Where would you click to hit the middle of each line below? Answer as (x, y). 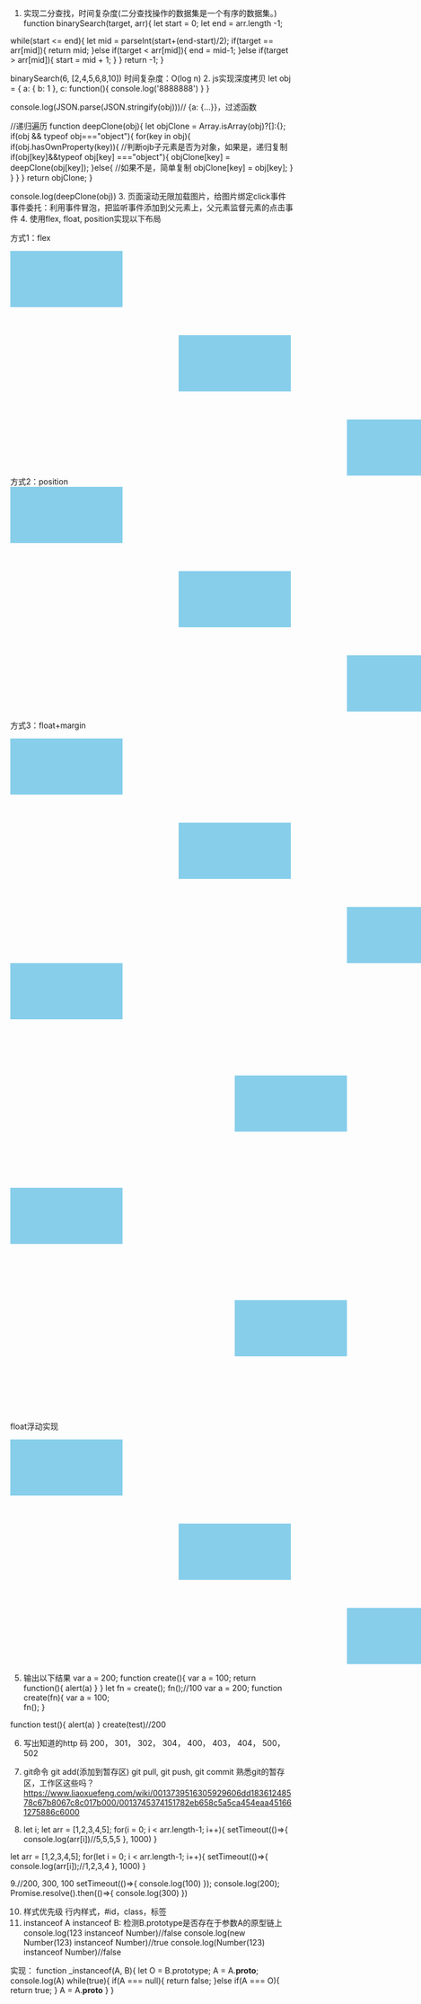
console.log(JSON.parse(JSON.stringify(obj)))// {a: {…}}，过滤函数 (134, 107)
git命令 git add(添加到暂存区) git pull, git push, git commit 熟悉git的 (146, 1772)
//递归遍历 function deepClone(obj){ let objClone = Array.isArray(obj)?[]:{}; (148, 126)
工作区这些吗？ (67, 1783)
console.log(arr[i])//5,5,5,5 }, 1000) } (90, 1839)
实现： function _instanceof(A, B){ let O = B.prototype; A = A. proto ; (135, 1970)
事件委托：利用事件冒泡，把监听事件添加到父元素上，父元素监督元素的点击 (148, 208)
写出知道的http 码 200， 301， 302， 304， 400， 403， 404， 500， (154, 1743)
